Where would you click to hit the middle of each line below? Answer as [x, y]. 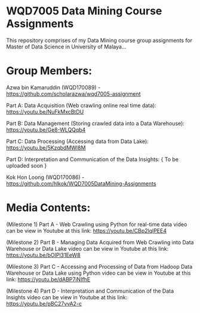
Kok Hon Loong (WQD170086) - [45, 177]
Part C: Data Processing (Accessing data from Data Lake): [78, 141]
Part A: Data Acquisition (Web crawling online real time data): [81, 105]
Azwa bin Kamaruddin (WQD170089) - [53, 87]
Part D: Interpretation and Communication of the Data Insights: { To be [93, 159]
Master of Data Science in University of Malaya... [66, 47]
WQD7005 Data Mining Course [84, 11]
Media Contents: [48, 208]
